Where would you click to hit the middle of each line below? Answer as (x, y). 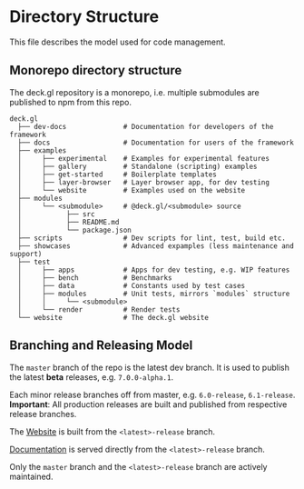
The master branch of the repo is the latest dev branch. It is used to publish (150, 367)
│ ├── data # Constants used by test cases (132, 285)
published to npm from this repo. (70, 102)
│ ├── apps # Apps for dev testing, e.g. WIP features (154, 270)
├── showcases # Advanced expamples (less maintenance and (156, 246)
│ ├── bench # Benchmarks (95, 278)
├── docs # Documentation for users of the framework (156, 143)
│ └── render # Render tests (99, 309)
